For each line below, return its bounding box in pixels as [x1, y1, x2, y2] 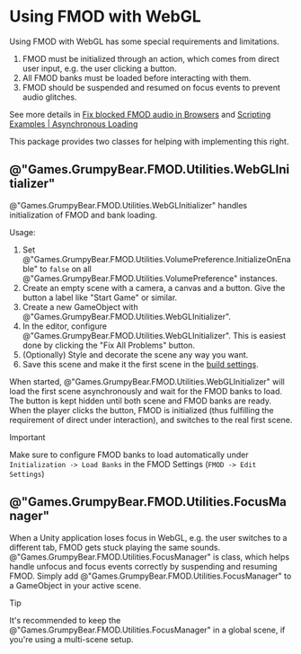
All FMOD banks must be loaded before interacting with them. [22, 72, 252, 83]
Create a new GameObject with [22, 301, 138, 312]
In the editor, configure [22, 321, 108, 331]
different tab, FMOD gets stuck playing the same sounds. [9, 542, 221, 552]
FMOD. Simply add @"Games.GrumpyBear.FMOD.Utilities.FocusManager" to [9, 570, 292, 581]
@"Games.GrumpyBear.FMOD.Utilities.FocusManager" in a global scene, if [9, 624, 286, 635]
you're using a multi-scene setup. [9, 633, 134, 644]
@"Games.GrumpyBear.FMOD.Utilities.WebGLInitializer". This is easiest [22, 330, 286, 340]
